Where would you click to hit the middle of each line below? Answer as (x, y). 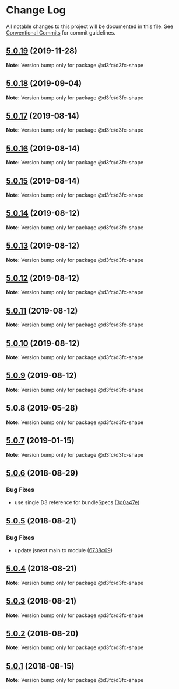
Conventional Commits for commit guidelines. (61, 32)
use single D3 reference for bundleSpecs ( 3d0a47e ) (77, 502)
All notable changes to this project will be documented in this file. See (90, 26)
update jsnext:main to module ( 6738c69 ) (63, 550)
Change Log (36, 10)
